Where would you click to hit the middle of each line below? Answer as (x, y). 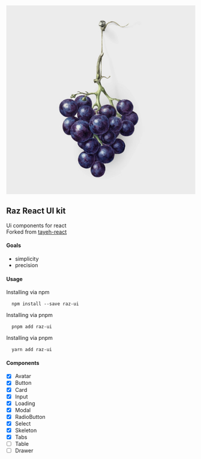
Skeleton (26, 430)
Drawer (24, 451)
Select (23, 423)
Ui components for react (36, 225)
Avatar (23, 376)
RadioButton (30, 416)
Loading (25, 403)
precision (26, 265)
